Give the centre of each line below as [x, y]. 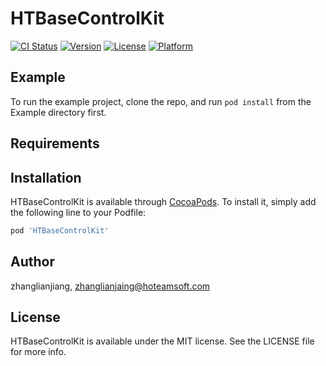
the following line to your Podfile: [78, 212]
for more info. [38, 352]
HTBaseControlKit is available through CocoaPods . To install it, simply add [163, 201]
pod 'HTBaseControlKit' [60, 230]
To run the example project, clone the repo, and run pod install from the [161, 101]
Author [32, 262]
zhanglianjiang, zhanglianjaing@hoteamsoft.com [110, 286]
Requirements [55, 143]
